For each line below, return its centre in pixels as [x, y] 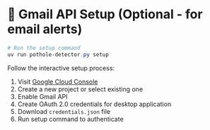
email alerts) [45, 29]
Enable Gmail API [43, 96]
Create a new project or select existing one [80, 89]
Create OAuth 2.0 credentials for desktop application [94, 104]
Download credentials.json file [64, 111]
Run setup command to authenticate [70, 119]
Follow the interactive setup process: [61, 68]
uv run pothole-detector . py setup [58, 54]
